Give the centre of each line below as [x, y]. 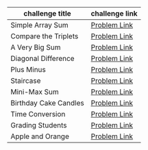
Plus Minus [28, 70]
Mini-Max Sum [35, 92]
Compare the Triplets [45, 36]
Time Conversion [38, 114]
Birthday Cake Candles [47, 103]
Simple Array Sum [39, 25]
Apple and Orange [40, 136]
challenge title [48, 13]
